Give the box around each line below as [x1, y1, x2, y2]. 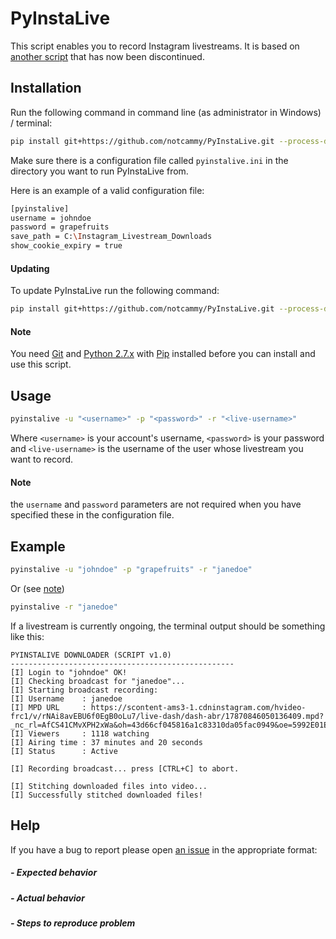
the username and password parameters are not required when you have [10, 498, 302, 511]
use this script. [10, 358, 72, 371]
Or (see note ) [10, 582, 65, 594]
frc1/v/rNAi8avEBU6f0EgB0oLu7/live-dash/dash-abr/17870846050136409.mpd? [10, 711, 325, 721]
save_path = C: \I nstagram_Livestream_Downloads [10, 232, 213, 242]
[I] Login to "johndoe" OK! [10, 667, 128, 677]
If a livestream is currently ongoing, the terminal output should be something [10, 620, 326, 632]
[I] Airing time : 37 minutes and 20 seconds [10, 737, 203, 747]
